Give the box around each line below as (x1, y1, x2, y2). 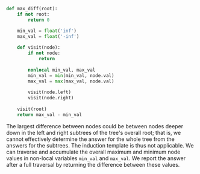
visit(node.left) (28, 89, 71, 96)
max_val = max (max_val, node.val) (28, 78, 114, 84)
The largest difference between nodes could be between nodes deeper (6, 122, 184, 129)
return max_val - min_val (17, 111, 83, 117)
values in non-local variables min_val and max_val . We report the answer (6, 154, 186, 162)
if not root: (17, 11, 50, 17)
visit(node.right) (28, 95, 74, 101)
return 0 (28, 17, 50, 23)
